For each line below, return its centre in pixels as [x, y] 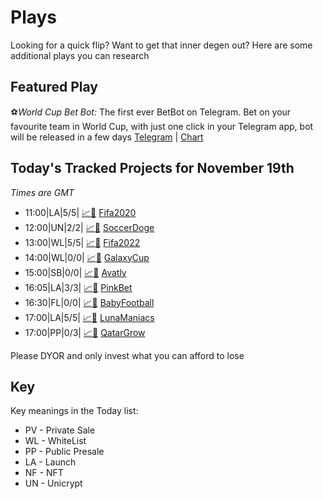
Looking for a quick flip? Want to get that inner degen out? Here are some [161, 45]
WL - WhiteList [55, 441]
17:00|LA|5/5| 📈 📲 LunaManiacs [89, 317]
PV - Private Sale [60, 430]
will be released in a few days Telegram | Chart [107, 137]
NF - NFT [44, 473]
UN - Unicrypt [53, 483]
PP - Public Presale [64, 452]
